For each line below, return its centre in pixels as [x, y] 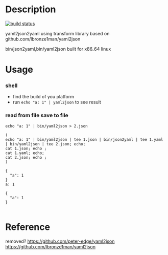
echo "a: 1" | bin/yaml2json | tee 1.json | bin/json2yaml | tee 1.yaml [84, 139]
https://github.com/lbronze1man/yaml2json [51, 246]
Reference [28, 227]
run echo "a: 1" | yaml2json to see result [57, 102]
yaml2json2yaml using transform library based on [57, 33]
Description [31, 9]
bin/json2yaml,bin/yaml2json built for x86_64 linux [58, 49]
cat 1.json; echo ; [26, 148]
